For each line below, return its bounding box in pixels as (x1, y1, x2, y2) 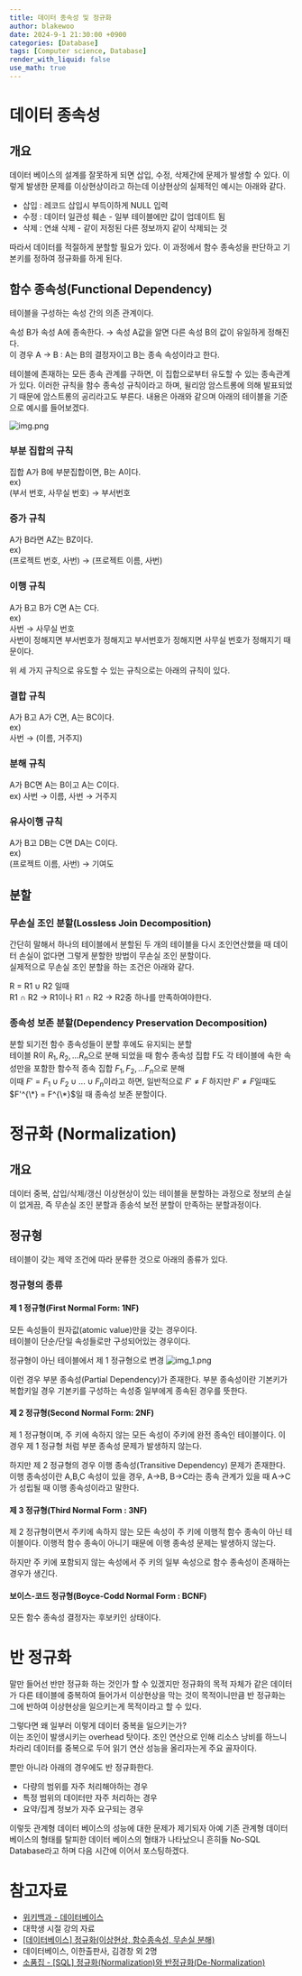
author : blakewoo (9, 22, 75, 31)
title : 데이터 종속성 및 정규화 (9, 13, 112, 23)
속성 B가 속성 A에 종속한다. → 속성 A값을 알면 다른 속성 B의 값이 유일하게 (9, 326, 266, 337)
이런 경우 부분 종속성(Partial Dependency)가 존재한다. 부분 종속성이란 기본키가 (9, 1374, 288, 1384)
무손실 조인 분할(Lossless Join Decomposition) (9, 916, 212, 929)
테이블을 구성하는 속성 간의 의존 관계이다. (9, 308, 154, 318)
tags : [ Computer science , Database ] (9, 47, 147, 56)
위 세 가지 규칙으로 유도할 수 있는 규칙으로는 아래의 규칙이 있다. (9, 665, 231, 676)
